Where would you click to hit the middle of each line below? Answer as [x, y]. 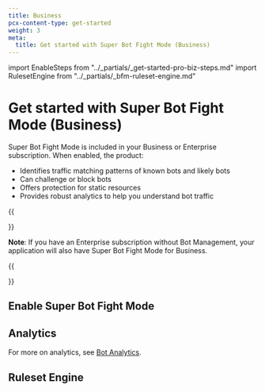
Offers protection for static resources [80, 188]
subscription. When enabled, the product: [76, 156]
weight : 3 [25, 30]
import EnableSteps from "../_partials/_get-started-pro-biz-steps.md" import [132, 67]
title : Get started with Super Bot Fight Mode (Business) [113, 45]
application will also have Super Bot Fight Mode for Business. [108, 251]
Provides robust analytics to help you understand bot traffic [117, 196]
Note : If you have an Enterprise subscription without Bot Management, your [131, 242]
